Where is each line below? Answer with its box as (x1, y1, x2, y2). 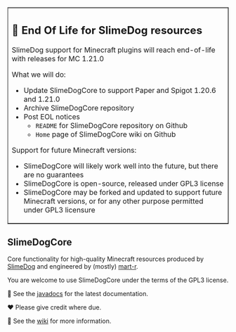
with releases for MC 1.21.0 (11, 53, 104, 63)
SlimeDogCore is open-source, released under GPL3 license (23, 179, 224, 189)
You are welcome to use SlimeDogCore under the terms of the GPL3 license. (7, 276, 229, 284)
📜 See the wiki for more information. (7, 317, 112, 326)
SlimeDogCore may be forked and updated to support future (23, 187, 223, 197)
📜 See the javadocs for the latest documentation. (7, 290, 149, 298)
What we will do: (11, 70, 66, 79)
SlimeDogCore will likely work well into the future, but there (23, 161, 219, 171)
